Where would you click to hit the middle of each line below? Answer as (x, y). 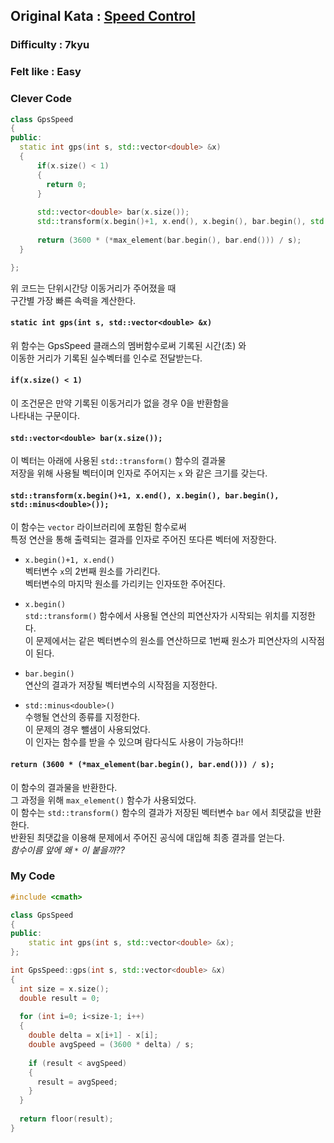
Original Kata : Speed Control (103, 16)
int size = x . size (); (64, 989)
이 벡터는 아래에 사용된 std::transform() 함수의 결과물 (118, 461)
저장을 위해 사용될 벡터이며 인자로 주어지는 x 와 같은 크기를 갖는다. (139, 473)
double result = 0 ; (60, 998)
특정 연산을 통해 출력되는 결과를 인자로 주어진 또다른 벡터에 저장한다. (143, 540)
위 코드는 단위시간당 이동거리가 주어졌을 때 (93, 288)
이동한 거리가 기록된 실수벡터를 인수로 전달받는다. (106, 358)
